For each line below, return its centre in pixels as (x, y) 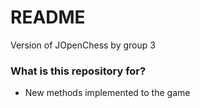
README (48, 17)
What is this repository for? (78, 71)
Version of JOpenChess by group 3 (83, 45)
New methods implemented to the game (107, 93)
